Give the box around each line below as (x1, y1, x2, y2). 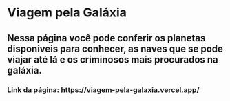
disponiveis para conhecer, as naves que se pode (7, 43, 224, 54)
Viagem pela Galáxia (7, 5, 127, 21)
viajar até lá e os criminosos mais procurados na (7, 54, 218, 65)
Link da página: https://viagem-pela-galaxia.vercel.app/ (7, 85, 200, 94)
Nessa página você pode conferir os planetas (7, 32, 206, 44)
